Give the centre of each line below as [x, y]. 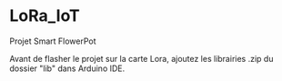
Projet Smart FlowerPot [53, 41]
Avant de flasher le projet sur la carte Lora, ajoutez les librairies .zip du [141, 58]
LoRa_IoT [45, 16]
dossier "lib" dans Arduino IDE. [67, 68]
